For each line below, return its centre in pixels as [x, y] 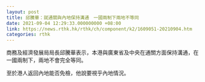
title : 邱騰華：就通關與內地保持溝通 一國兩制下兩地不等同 [73, 18]
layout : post [23, 12]
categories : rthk [28, 35]
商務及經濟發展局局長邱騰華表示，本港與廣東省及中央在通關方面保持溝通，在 [103, 53]
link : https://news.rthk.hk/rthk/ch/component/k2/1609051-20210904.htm [99, 29]
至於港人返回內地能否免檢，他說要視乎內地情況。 [68, 73]
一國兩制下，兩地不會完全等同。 [46, 60]
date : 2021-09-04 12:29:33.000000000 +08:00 [64, 23]
